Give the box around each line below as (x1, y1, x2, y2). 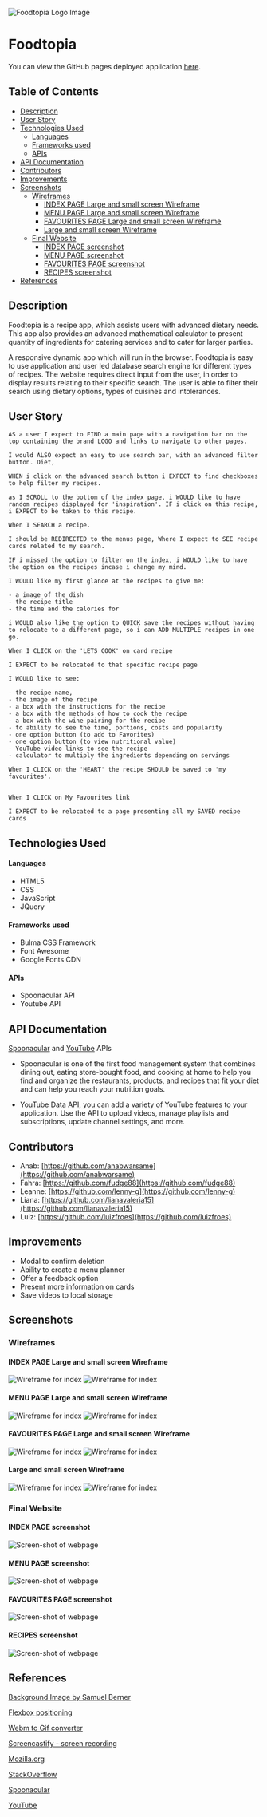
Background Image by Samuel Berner (8, 1693, 132, 1702)
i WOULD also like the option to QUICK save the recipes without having (8, 619, 255, 627)
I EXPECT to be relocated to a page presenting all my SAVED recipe (8, 808, 241, 816)
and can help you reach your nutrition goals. (19, 1084, 166, 1094)
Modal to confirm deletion (19, 1256, 105, 1266)
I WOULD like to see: (8, 675, 80, 683)
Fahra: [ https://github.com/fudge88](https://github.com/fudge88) (19, 1178, 236, 1187)
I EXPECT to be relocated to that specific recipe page (8, 661, 198, 670)
